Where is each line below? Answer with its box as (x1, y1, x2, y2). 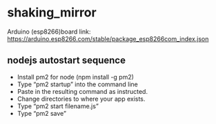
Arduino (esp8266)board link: (7, 27, 91, 36)
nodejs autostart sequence (7, 55, 126, 66)
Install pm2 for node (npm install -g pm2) (17, 73, 135, 81)
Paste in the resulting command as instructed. (17, 87, 148, 95)
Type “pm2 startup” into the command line (17, 80, 138, 88)
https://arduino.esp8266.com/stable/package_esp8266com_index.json (7, 34, 209, 42)
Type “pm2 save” (17, 109, 67, 117)
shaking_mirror (7, 5, 97, 21)
